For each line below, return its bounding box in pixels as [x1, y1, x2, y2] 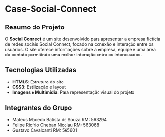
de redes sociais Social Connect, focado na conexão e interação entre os [5, 41, 154, 47]
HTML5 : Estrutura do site [12, 79, 64, 84]
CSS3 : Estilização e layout [12, 84, 66, 90]
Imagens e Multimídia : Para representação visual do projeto [12, 89, 135, 95]
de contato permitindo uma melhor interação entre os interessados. [5, 52, 142, 57]
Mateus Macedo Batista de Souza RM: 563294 [12, 116, 107, 122]
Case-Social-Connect [5, 3, 97, 15]
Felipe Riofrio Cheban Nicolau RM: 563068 [12, 122, 99, 128]
